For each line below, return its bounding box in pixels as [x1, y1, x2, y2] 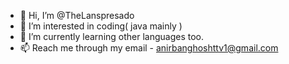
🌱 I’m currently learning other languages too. [19, 31, 205, 42]
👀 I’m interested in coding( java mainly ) [19, 20, 183, 32]
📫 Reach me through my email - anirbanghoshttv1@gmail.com [19, 42, 279, 54]
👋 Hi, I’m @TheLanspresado [19, 10, 135, 21]
